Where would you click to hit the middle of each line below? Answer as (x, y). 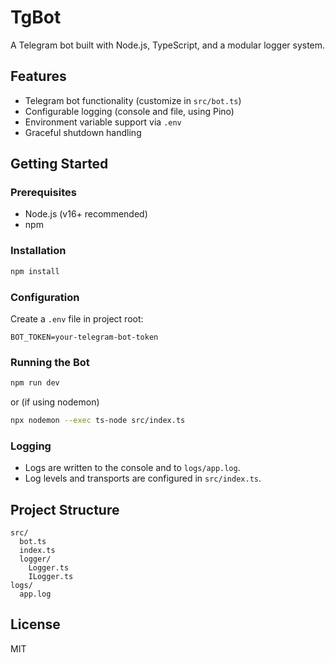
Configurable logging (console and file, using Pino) (129, 111)
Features (38, 76)
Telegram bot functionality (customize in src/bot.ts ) (133, 100)
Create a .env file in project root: (77, 318)
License (35, 624)
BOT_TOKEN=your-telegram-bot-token (84, 337)
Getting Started (59, 164)
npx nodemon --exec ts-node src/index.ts (98, 421)
